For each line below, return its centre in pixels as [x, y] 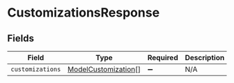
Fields [21, 38]
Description [205, 58]
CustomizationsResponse [84, 13]
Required [163, 58]
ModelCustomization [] [104, 69]
